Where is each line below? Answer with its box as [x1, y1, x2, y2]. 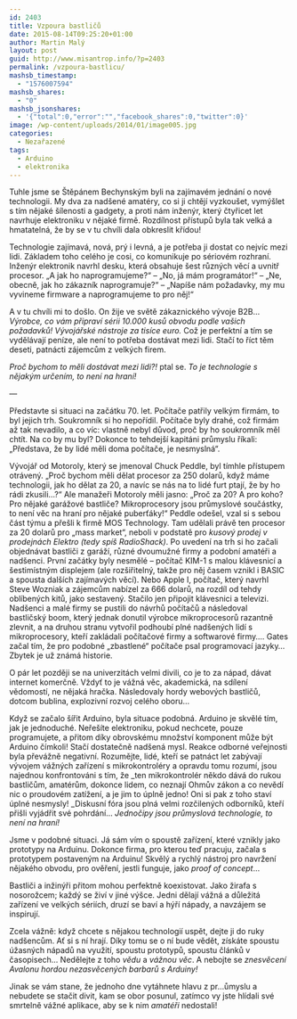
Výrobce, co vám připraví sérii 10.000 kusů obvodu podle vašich [9, 316, 246, 326]
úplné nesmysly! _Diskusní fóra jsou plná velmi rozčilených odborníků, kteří [9, 799, 285, 809]
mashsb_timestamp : [9, 71, 77, 80]
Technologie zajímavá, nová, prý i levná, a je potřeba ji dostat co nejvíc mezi [9, 242, 288, 252]
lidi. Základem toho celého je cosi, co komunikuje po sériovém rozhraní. [9, 251, 271, 262]
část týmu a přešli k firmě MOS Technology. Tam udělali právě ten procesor [9, 518, 286, 529]
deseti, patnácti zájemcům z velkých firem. [9, 344, 166, 355]
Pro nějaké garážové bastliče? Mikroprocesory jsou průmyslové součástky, [9, 498, 284, 509]
